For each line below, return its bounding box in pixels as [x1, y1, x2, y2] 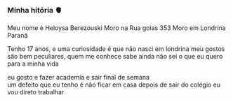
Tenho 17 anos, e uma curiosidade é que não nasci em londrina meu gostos [7, 45, 225, 53]
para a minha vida [7, 59, 60, 68]
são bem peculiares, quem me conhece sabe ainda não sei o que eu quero [7, 52, 223, 61]
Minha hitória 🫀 [7, 5, 62, 15]
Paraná [7, 31, 28, 40]
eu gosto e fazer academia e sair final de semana [7, 73, 149, 82]
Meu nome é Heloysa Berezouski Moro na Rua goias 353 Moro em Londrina [7, 24, 226, 32]
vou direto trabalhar [7, 88, 65, 96]
